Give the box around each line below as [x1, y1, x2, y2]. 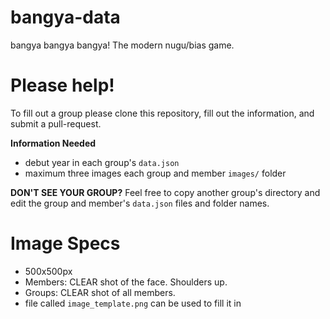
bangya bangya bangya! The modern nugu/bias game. [10, 39, 235, 51]
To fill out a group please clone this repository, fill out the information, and [10, 107, 315, 119]
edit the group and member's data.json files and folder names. [10, 197, 270, 209]
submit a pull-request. [10, 117, 102, 130]
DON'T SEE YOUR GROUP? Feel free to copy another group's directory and [10, 186, 321, 198]
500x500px [24, 265, 73, 277]
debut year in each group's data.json [24, 156, 180, 168]
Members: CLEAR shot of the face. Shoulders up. [24, 276, 228, 288]
